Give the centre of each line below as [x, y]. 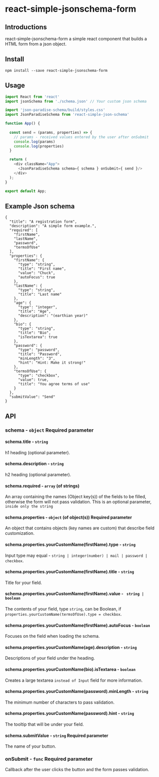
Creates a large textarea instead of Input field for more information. [74, 680]
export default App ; [26, 191]
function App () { [23, 124]
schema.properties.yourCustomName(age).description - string [71, 647]
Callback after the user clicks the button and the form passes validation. [77, 770]
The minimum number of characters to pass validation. [60, 702]
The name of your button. [31, 746]
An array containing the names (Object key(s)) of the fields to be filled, [76, 497]
